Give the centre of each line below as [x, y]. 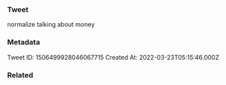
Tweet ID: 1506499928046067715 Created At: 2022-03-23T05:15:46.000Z [113, 57]
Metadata [23, 42]
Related [20, 75]
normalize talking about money [51, 25]
